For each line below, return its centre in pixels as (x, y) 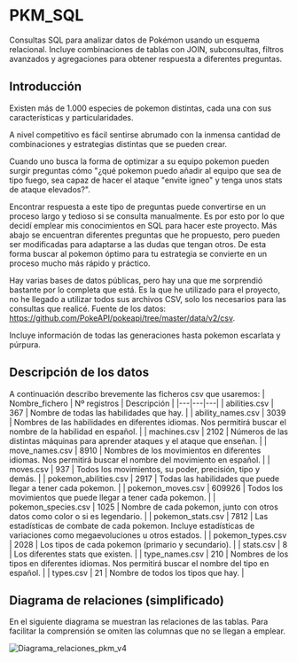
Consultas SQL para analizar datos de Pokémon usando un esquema (134, 40)
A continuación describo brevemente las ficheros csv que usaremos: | (137, 393)
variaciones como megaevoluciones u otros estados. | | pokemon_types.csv (148, 535)
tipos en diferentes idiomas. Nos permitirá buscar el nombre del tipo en (139, 563)
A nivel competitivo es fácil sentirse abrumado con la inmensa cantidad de (145, 135)
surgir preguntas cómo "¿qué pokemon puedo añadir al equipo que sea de (145, 170)
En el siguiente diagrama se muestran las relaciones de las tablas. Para (139, 622)
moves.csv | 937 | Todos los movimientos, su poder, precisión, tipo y (134, 469)
